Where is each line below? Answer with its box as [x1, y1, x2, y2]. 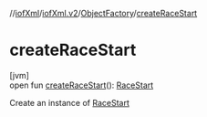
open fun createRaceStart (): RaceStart [9, 80, 154, 90]
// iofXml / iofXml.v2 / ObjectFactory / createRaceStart [9, 8, 198, 18]
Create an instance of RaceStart [9, 97, 130, 108]
